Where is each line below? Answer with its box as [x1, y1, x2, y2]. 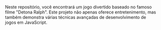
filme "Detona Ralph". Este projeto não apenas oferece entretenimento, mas [5, 9, 156, 15]
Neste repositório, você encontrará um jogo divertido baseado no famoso [5, 4, 152, 10]
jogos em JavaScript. [5, 19, 48, 25]
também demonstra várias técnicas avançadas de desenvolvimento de [5, 15, 146, 20]
